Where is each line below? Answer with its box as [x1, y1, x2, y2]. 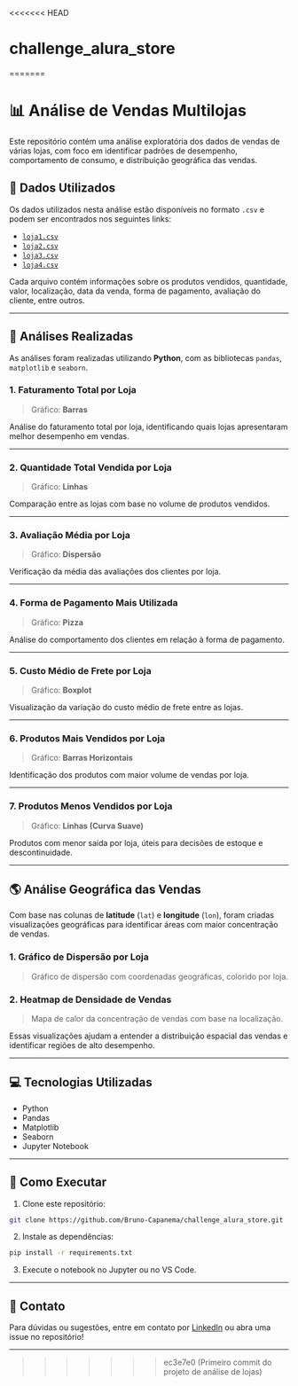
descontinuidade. [9, 847, 73, 857]
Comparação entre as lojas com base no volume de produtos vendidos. [9, 498, 271, 509]
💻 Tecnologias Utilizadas [9, 1075, 153, 1090]
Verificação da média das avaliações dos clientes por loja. [9, 567, 222, 577]
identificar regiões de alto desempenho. [9, 1039, 155, 1050]
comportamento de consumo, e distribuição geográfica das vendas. [9, 154, 258, 165]
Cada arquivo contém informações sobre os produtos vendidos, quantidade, [9, 276, 288, 286]
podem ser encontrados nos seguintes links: [9, 213, 171, 224]
